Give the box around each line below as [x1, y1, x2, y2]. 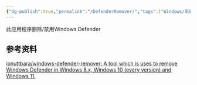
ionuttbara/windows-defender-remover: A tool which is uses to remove [6, 60, 178, 67]
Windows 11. [6, 73, 36, 80]
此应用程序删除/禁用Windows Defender [6, 25, 101, 32]
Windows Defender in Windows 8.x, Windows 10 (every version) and [6, 66, 172, 73]
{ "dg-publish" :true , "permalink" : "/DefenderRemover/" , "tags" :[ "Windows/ [6, 8, 185, 15]
